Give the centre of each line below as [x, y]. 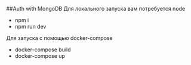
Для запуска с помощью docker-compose [59, 38]
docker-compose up [40, 56]
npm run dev [30, 27]
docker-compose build [43, 49]
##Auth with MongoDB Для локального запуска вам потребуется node [96, 9]
